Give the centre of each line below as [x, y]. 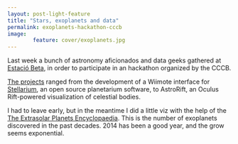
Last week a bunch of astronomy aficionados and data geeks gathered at [114, 60]
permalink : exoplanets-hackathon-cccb [65, 27]
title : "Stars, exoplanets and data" [63, 21]
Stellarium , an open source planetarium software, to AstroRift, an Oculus [113, 89]
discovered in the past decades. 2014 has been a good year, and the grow [116, 126]
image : [17, 34]
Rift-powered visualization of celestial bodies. [74, 97]
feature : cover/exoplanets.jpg [79, 40]
